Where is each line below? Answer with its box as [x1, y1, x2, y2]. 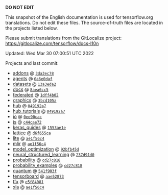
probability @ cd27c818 [12, 157, 61, 163]
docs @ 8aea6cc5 [12, 86, 49, 92]
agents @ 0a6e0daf [12, 76, 53, 81]
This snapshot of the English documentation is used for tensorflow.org [5, 14, 153, 20]
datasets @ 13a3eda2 [12, 81, 56, 87]
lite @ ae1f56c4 [12, 135, 44, 141]
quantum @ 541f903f [12, 168, 57, 174]
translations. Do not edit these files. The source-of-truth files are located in [5, 20, 163, 26]
